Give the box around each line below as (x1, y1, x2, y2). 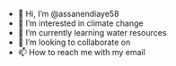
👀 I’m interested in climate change (17, 18, 144, 29)
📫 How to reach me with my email (17, 47, 145, 57)
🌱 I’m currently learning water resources (17, 28, 167, 37)
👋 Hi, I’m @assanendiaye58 (17, 9, 119, 19)
